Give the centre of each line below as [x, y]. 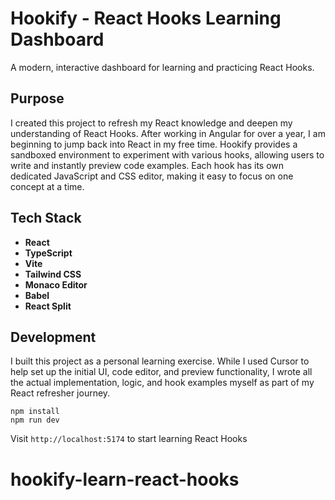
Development [53, 337]
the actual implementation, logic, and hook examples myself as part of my [162, 383]
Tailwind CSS [53, 274]
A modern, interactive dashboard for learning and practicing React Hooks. [162, 67]
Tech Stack [46, 218]
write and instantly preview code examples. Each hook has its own [147, 165]
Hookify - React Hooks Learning [146, 18]
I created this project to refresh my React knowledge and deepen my [151, 123]
